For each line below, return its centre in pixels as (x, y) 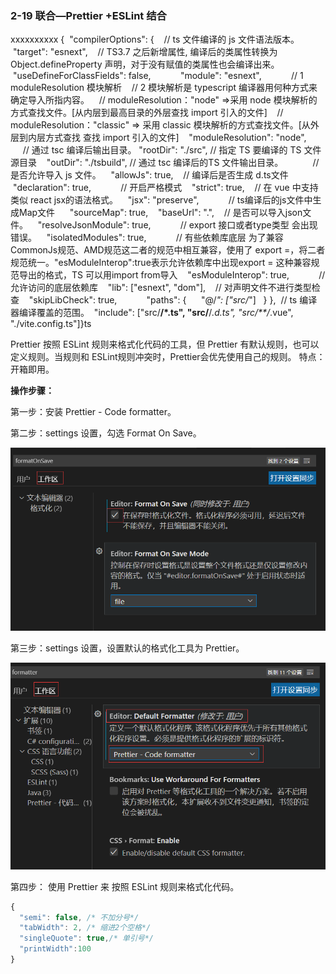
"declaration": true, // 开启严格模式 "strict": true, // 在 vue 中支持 (165, 188)
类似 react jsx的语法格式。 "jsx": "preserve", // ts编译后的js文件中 (161, 200)
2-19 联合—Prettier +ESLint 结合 (88, 15)
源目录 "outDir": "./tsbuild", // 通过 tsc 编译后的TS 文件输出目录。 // (165, 163)
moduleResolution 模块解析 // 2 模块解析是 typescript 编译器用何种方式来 (164, 88)
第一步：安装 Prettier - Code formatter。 (93, 412)
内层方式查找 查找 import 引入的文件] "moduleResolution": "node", (167, 138)
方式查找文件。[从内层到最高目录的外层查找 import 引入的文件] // (147, 113)
